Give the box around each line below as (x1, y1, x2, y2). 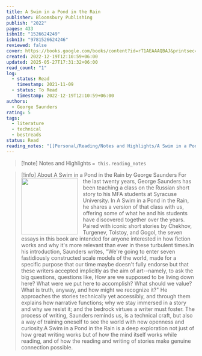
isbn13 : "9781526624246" (6, 37, 69, 43)
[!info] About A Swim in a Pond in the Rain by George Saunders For (20, 171, 187, 178)
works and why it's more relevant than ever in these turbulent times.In (20, 241, 194, 248)
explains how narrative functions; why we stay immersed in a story (20, 299, 186, 306)
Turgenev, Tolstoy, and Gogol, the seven (82, 229, 183, 236)
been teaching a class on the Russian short (82, 184, 189, 191)
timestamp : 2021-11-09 (17, 82, 74, 88)
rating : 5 (6, 109, 31, 115)
